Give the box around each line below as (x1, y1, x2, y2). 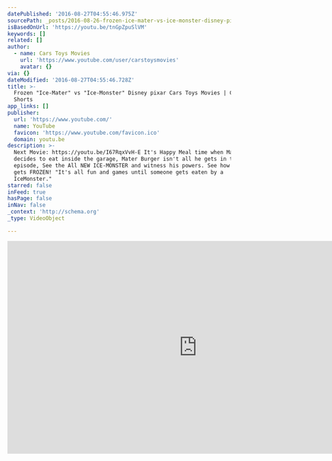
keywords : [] (7, 30, 46, 38)
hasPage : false (7, 195, 52, 202)
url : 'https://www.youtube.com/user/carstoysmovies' (20, 57, 179, 64)
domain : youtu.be (13, 135, 65, 143)
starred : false (7, 182, 52, 189)
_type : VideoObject (7, 215, 65, 222)
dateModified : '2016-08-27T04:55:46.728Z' (7, 76, 135, 84)
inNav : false (7, 201, 46, 209)
